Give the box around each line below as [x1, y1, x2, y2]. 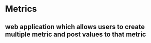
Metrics [5, 3, 38, 14]
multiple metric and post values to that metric [5, 30, 146, 38]
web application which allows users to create [5, 23, 145, 31]
